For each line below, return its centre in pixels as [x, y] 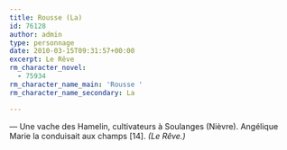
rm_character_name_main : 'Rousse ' [76, 84]
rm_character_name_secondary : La [72, 93]
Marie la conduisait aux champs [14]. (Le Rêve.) [97, 136]
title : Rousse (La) [46, 18]
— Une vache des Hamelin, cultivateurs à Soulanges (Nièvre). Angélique [144, 126]
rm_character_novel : [48, 68]
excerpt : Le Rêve [42, 59]
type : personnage [42, 43]
